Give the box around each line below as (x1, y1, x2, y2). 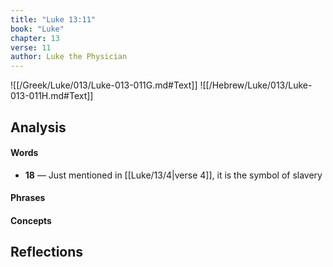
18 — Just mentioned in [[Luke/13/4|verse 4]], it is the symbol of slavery (24, 169, 323, 181)
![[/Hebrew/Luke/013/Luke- (199, 79, 313, 91)
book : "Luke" (10, 24, 65, 34)
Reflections (10, 244, 84, 261)
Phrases (10, 192, 46, 204)
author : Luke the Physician (10, 52, 128, 62)
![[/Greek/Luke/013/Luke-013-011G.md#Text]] (10, 79, 198, 91)
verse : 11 (10, 42, 52, 53)
